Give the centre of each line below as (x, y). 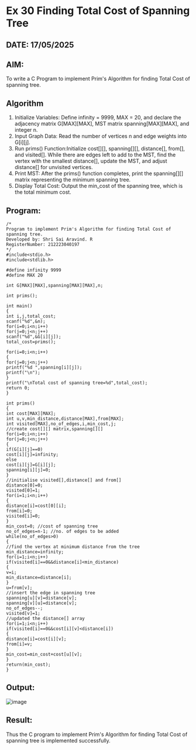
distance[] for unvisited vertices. (54, 167)
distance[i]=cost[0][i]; (36, 506)
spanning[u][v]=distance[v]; (42, 598)
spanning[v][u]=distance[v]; (42, 603)
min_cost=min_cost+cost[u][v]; (44, 655)
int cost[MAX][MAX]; (31, 414)
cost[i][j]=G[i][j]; (31, 465)
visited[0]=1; (23, 491)
